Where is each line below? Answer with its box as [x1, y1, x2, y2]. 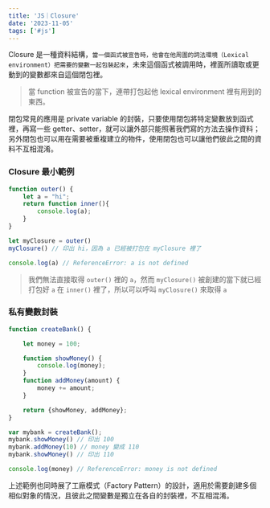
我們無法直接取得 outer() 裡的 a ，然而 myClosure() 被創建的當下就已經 [27, 274, 262, 284]
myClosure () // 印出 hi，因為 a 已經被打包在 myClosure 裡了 [8, 244, 202, 252]
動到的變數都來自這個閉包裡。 [8, 70, 107, 80]
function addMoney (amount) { [22, 377, 121, 385]
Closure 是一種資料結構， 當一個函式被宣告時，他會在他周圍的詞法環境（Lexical [8, 50, 249, 59]
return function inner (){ [22, 200, 110, 208]
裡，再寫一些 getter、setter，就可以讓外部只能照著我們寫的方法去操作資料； [8, 124, 261, 133]
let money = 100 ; [22, 339, 81, 348]
